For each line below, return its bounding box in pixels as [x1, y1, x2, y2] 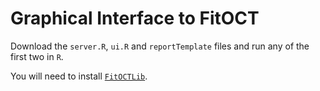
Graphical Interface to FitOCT [10, 7, 260, 30]
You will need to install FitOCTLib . [10, 70, 148, 82]
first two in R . [10, 50, 64, 62]
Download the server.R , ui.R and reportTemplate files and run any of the [10, 40, 310, 52]
